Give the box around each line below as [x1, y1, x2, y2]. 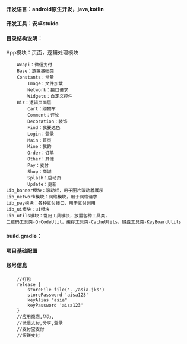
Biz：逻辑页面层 [17, 99, 52, 106]
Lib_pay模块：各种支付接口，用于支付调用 [6, 200, 96, 207]
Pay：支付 [27, 163, 49, 169]
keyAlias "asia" [27, 297, 68, 303]
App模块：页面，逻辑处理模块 [6, 49, 79, 56]
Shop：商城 [27, 169, 52, 175]
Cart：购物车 [27, 106, 56, 112]
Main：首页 [27, 137, 52, 143]
